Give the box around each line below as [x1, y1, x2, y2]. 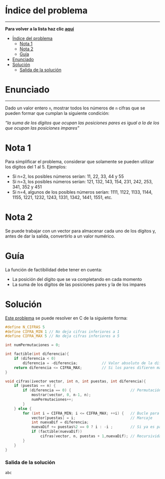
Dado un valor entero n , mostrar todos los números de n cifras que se [5, 105, 145, 111]
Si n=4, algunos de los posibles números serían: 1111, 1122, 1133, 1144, [12, 189, 153, 195]
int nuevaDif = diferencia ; [31, 420, 89, 425]
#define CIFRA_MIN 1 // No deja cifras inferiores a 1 [5, 329, 120, 334]
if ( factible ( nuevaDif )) [31, 429, 82, 434]
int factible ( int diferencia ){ [5, 351, 69, 357]
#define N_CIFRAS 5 [5, 324, 45, 330]
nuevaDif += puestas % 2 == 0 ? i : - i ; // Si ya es [31, 424, 155, 430]
